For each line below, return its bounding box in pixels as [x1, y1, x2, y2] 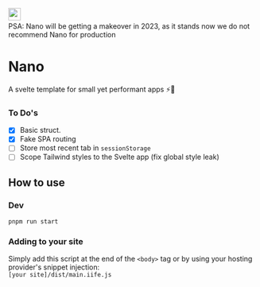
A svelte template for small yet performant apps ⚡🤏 [8, 84, 176, 94]
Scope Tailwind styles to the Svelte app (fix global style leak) [19, 152, 220, 162]
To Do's [8, 107, 38, 118]
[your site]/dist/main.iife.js [8, 271, 112, 279]
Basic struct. [19, 126, 61, 135]
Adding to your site [8, 236, 83, 247]
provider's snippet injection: [8, 262, 100, 272]
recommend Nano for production [8, 30, 116, 39]
